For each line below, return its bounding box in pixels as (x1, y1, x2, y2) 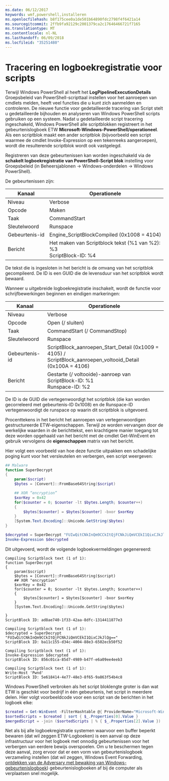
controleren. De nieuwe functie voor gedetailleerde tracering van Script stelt (5, 105, 163, 111)
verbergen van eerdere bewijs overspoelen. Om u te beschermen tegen (5, 744, 153, 750)
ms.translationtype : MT (5, 26, 55, 31)
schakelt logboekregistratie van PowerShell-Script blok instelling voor (5, 157, 154, 163)
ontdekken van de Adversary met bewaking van (5, 760, 105, 766)
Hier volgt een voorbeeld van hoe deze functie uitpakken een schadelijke (5, 448, 157, 454)
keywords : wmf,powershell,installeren (5, 12, 87, 17)
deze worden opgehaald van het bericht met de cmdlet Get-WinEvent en (5, 432, 155, 439)
